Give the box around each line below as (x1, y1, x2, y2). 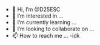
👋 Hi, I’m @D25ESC (12, 6, 61, 13)
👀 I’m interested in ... (12, 12, 64, 19)
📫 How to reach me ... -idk (12, 32, 80, 39)
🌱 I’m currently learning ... (12, 19, 77, 26)
